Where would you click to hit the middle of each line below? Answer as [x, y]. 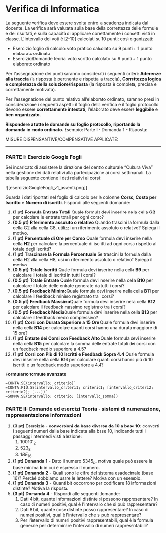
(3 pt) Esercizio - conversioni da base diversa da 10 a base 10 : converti [86, 426]
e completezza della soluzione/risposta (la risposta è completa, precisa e [81, 84]
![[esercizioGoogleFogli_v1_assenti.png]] [47, 188]
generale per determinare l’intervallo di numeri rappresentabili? [84, 525]
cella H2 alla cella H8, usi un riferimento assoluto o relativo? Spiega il [83, 260]
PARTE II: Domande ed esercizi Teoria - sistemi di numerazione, [83, 409]
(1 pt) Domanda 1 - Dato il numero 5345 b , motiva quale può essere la [83, 461]
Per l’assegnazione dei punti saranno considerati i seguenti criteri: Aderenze [83, 73]
